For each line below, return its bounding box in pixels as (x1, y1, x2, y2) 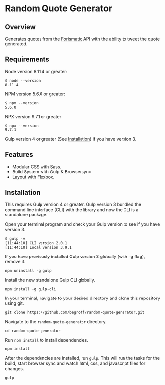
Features (5, 150, 33, 159)
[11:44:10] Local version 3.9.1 (5, 245, 72, 250)
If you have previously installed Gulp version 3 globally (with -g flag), (5, 254, 145, 259)
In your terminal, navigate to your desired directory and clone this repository (5, 295, 161, 301)
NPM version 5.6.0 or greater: (5, 91, 66, 97)
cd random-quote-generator (5, 328, 61, 334)
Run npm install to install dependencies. (5, 337, 88, 343)
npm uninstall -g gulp (5, 268, 52, 273)
